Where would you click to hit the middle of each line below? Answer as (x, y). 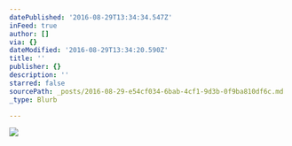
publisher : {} (36, 67)
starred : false (37, 83)
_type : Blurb (33, 100)
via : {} (24, 42)
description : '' (39, 75)
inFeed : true (33, 26)
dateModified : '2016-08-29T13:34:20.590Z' (89, 50)
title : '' (28, 58)
